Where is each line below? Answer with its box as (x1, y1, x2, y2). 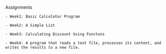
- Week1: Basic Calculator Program (5, 14, 80, 19)
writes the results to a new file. (5, 45, 80, 50)
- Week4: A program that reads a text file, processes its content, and (5, 40, 161, 45)
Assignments (5, 5, 33, 10)
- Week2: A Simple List (5, 23, 56, 28)
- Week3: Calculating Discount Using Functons (5, 32, 105, 37)
